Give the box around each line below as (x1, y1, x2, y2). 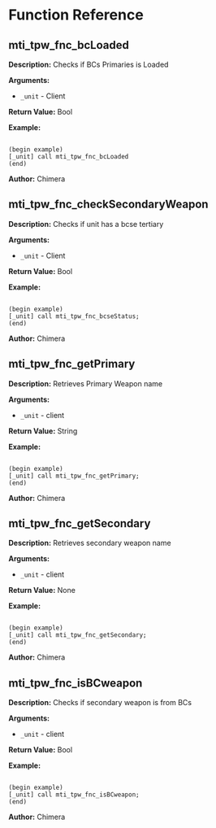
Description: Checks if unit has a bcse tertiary (8, 219, 164, 229)
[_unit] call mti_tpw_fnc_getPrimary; (8, 472, 140, 480)
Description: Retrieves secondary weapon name (8, 538, 172, 548)
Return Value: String (8, 425, 78, 436)
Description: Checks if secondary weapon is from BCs (8, 698, 192, 708)
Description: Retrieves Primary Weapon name (8, 378, 163, 388)
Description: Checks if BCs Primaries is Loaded (8, 59, 169, 69)
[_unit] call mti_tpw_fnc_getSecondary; (8, 631, 148, 639)
